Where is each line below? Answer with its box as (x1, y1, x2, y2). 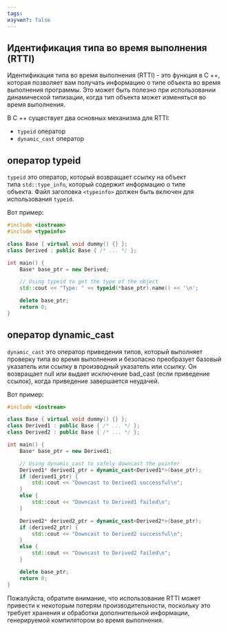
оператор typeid (7, 155, 81, 166)
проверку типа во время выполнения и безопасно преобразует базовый (7, 355, 222, 363)
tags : (7, 10, 23, 17)
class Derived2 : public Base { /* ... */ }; (7, 429, 140, 436)
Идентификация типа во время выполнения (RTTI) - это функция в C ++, (7, 71, 220, 79)
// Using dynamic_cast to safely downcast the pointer (19, 460, 180, 467)
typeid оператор (17, 127, 66, 135)
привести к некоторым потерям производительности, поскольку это (7, 601, 211, 610)
